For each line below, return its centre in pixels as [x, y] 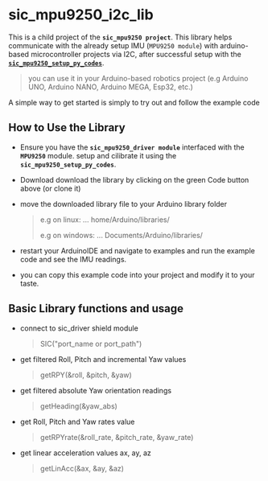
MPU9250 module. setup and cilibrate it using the [98, 155]
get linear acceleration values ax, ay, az [85, 453]
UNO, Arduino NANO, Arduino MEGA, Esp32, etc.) [110, 87]
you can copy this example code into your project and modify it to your [137, 274]
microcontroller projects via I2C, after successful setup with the [136, 54]
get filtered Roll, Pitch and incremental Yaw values [103, 359]
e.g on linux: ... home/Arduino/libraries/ [105, 220]
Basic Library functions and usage [96, 308]
